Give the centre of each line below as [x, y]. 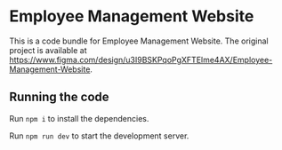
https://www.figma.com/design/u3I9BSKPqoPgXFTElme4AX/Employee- [141, 59]
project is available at [48, 50]
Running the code [59, 97]
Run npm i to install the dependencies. [79, 118]
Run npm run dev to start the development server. [99, 136]
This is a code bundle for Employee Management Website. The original [139, 41]
